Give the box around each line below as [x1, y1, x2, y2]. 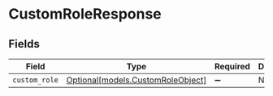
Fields [8, 37, 41, 51]
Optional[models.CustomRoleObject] [66, 74, 207, 86]
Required [214, 61, 250, 72]
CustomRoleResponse [8, 5, 162, 23]
